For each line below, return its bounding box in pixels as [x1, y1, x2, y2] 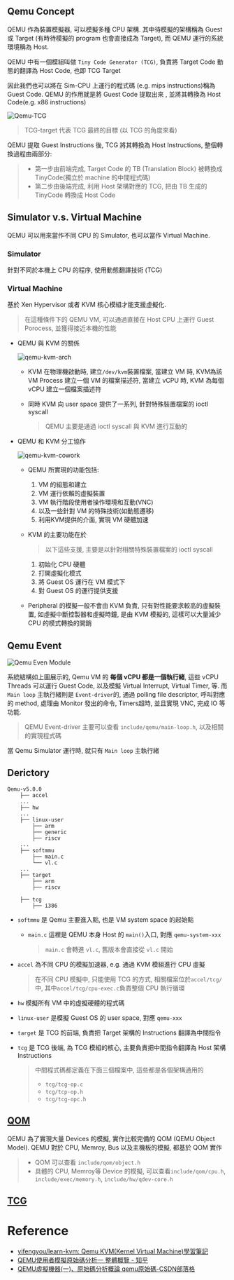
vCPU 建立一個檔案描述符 [27, 385, 101, 393]
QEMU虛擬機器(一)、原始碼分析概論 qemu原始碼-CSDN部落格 [17, 1265, 196, 1273]
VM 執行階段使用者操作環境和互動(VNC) [38, 498, 154, 507]
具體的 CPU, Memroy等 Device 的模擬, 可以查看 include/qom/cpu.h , [34, 1166, 226, 1175]
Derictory [7, 767, 50, 779]
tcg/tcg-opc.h [45, 1096, 87, 1103]
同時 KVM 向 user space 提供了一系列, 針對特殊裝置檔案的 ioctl [27, 400, 208, 409]
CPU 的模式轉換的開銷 [27, 619, 92, 627]
